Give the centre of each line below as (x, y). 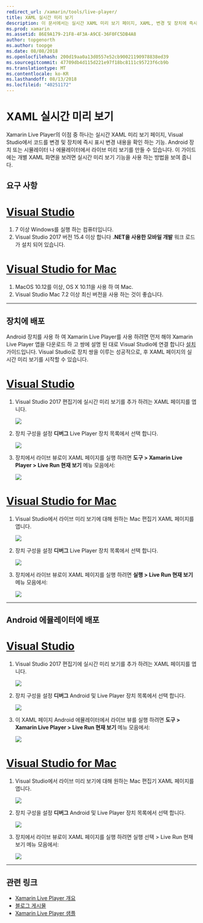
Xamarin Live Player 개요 (45, 898)
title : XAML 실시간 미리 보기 (40, 18)
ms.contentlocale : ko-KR (37, 74)
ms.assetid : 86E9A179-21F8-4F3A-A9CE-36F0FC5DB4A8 (71, 34)
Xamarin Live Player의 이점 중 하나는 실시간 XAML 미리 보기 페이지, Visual (95, 134)
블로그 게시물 (31, 905)
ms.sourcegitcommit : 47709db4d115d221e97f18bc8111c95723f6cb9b (88, 62)
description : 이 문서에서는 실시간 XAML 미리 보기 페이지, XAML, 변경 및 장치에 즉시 (102, 23)
